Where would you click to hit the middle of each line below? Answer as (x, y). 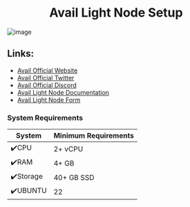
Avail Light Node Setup (116, 13)
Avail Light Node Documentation (63, 92)
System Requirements (45, 118)
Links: (21, 54)
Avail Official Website (47, 70)
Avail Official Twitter (46, 78)
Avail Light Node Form (49, 100)
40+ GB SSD (74, 177)
